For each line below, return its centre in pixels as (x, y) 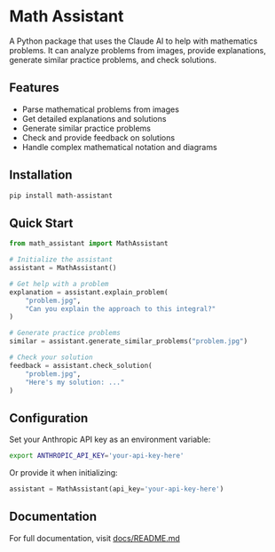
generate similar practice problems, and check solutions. (113, 60)
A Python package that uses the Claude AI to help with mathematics (134, 41)
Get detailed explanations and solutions (94, 118)
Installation (41, 175)
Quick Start (41, 223)
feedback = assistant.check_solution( (81, 365)
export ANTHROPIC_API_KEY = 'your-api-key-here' (97, 456)
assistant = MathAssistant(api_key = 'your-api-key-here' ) (117, 489)
